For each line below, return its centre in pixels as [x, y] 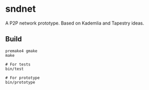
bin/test [15, 69]
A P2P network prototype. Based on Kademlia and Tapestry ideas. [75, 23]
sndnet [21, 9]
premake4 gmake [21, 51]
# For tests [18, 64]
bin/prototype [20, 82]
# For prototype [22, 78]
